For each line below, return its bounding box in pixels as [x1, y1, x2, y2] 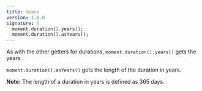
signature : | [6, 20, 40, 26]
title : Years [6, 8, 40, 15]
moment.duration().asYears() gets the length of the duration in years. [6, 66, 182, 73]
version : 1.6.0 [6, 15, 45, 21]
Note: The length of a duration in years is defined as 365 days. [6, 78, 165, 86]
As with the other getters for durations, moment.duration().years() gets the [6, 48, 196, 55]
